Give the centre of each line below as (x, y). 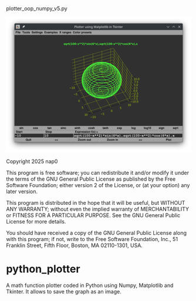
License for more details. (36, 222)
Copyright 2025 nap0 (32, 161)
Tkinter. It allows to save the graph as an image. (64, 292)
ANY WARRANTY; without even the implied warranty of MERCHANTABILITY (98, 209)
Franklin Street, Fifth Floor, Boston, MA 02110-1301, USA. (74, 245)
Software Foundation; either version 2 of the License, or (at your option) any (98, 185)
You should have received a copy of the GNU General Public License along (96, 233)
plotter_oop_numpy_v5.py (37, 9)
